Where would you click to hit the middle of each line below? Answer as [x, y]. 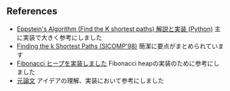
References [32, 11]
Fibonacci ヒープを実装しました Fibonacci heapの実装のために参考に [115, 63]
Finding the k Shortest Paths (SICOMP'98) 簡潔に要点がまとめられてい [117, 46]
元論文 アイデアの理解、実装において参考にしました [90, 80]
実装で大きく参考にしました [62, 37]
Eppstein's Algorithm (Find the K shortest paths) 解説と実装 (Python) [115, 29]
